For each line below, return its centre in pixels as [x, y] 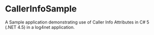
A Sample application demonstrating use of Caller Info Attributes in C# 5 [77, 22]
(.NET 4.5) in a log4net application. [40, 27]
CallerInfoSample [41, 9]
